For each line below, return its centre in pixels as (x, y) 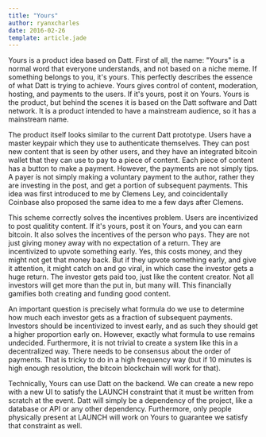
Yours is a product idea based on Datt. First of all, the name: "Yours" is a (126, 60)
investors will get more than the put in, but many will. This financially (120, 285)
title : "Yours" (33, 15)
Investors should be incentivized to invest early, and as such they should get (133, 326)
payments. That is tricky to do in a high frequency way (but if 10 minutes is (130, 360)
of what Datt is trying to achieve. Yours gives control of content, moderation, (133, 86)
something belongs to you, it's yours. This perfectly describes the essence (130, 77)
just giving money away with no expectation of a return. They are (114, 243)
